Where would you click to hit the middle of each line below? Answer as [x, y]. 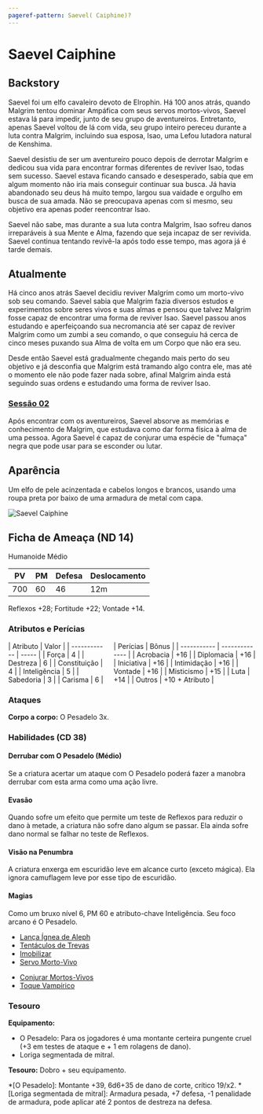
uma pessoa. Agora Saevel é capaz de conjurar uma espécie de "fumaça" [128, 438]
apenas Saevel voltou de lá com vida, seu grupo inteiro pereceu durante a [128, 127]
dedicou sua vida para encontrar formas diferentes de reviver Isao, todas [126, 167]
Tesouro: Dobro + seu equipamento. [68, 1070]
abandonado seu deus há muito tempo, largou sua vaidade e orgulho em [126, 192]
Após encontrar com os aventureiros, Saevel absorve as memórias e [119, 420]
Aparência [34, 471]
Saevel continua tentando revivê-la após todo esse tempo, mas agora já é [127, 241]
